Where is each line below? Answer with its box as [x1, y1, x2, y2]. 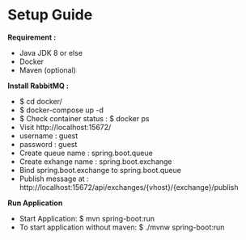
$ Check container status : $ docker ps [19, 113, 150, 123]
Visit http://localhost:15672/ [19, 122, 112, 132]
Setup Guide [7, 6, 93, 24]
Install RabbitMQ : [7, 81, 70, 91]
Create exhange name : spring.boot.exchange [19, 156, 172, 166]
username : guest [19, 131, 78, 141]
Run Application [7, 198, 63, 208]
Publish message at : [19, 174, 90, 183]
